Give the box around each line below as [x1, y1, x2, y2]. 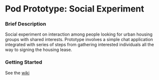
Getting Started [5, 59, 42, 66]
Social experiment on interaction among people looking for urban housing [5, 31, 153, 37]
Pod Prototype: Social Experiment [5, 3, 144, 14]
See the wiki [5, 70, 30, 76]
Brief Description [5, 21, 46, 27]
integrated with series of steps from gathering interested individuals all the [5, 42, 154, 48]
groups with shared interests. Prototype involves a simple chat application [5, 37, 153, 42]
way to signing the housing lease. [5, 47, 72, 53]
